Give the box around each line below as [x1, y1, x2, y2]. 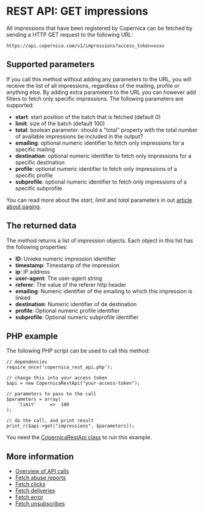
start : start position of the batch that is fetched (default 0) [15, 113, 161, 120]
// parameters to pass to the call [6, 391, 97, 397]
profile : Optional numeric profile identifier [15, 307, 120, 314]
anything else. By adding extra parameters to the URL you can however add [6, 88, 196, 96]
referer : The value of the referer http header [15, 281, 127, 288]
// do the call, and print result [6, 418, 94, 424]
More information [6, 451, 74, 462]
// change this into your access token [6, 375, 108, 381]
